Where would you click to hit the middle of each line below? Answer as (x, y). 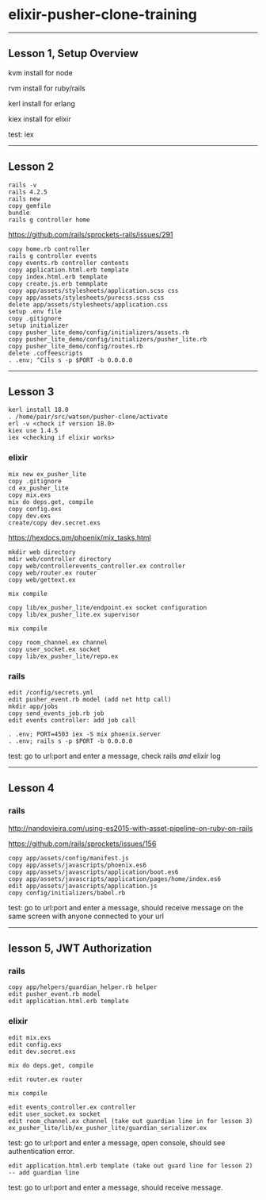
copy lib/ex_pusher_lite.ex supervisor (74, 614)
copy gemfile (30, 206)
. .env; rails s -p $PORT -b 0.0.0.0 (70, 741)
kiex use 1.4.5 (33, 431)
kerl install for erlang (42, 103)
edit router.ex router (46, 1079)
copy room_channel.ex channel (58, 642)
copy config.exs (35, 509)
